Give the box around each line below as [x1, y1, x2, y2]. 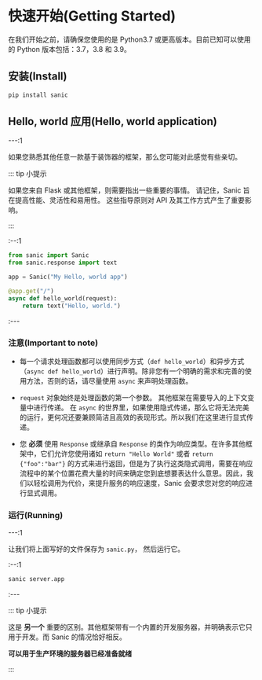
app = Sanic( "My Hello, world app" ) [8, 273, 128, 281]
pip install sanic [8, 91, 68, 99]
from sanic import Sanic [8, 252, 89, 259]
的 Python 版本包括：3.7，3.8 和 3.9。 [8, 44, 132, 53]
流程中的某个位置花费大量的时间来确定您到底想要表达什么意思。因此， [19, 469, 247, 478]
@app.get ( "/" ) [8, 288, 55, 296]
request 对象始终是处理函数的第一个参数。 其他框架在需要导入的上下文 [19, 392, 248, 402]
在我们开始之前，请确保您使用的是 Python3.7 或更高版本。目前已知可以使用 [8, 35, 251, 44]
